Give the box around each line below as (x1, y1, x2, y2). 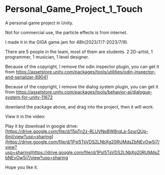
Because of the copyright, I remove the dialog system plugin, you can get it (5, 83, 159, 90)
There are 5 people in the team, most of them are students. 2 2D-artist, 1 (5, 49, 153, 55)
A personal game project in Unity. (5, 20, 73, 26)
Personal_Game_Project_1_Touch (5, 3, 143, 15)
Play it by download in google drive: (5, 123, 78, 129)
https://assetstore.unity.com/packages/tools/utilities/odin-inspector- (15, 68, 156, 75)
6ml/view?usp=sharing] (5, 133, 54, 139)
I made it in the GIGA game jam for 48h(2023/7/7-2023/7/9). (5, 39, 129, 45)
